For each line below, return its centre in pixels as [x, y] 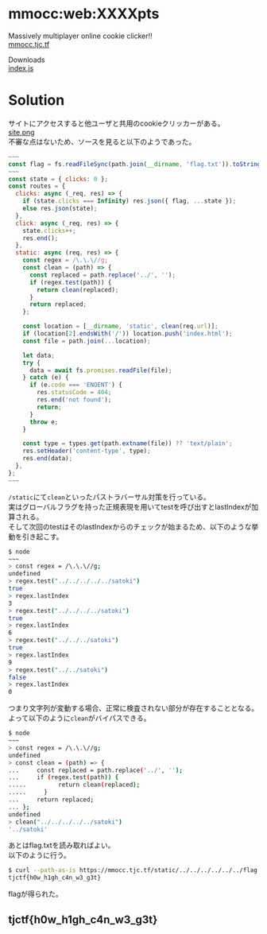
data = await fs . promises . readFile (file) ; [101, 370]
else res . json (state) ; [60, 208]
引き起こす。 [43, 537]
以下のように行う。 [40, 855]
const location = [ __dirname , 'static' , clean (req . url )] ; [120, 327]
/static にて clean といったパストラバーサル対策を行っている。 [109, 497]
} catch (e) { [46, 378]
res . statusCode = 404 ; [74, 393]
